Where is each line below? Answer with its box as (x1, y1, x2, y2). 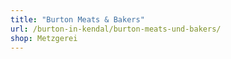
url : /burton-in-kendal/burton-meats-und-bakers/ (10, 24, 222, 34)
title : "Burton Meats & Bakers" (10, 14, 145, 25)
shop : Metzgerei (10, 33, 78, 43)
